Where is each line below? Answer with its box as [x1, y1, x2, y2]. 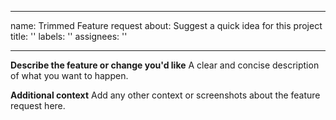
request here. [10, 100, 66, 111]
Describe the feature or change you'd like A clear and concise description [10, 59, 320, 71]
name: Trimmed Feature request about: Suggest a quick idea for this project [10, 20, 323, 31]
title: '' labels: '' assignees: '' [10, 31, 128, 42]
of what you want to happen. [10, 70, 129, 81]
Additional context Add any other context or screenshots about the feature [10, 89, 321, 101]
